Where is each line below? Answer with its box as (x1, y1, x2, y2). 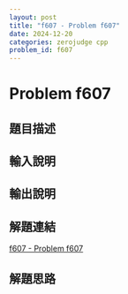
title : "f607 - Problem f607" (9, 21, 121, 30)
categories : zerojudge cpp (9, 37, 109, 47)
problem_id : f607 (9, 46, 73, 55)
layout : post (9, 12, 57, 22)
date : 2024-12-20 (9, 29, 73, 38)
